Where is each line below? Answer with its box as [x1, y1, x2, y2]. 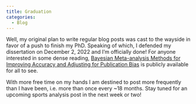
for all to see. [6, 67, 39, 74]
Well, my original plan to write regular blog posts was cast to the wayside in [6, 36, 191, 43]
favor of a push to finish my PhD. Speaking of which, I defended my [6, 42, 172, 49]
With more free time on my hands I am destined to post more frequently [6, 79, 182, 86]
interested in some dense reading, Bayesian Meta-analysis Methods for [6, 54, 181, 62]
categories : [6, 14, 36, 20]
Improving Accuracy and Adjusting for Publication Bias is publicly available [6, 61, 189, 68]
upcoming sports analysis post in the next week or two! [6, 91, 141, 98]
